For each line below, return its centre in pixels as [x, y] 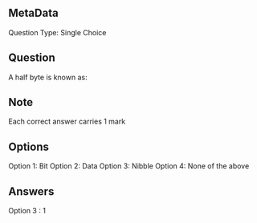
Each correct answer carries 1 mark [67, 122]
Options [29, 146]
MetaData [33, 13]
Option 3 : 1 [27, 211]
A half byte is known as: [48, 77]
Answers [31, 191]
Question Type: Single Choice [57, 32]
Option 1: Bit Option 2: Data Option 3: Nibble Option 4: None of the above [129, 166]
